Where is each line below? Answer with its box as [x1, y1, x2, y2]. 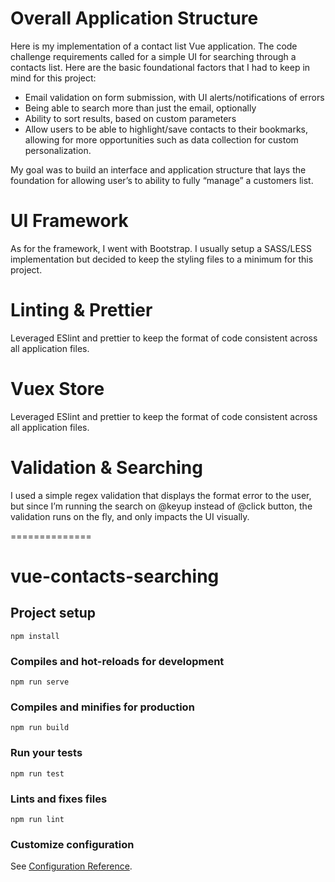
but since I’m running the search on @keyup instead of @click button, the [10, 500, 313, 512]
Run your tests [10, 746, 83, 760]
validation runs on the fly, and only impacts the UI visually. [10, 510, 250, 522]
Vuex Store [10, 378, 105, 400]
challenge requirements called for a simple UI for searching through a [10, 50, 297, 62]
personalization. [24, 144, 92, 156]
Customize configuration [10, 837, 135, 851]
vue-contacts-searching [10, 565, 220, 587]
